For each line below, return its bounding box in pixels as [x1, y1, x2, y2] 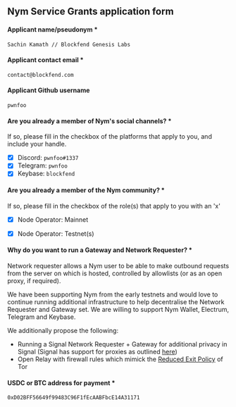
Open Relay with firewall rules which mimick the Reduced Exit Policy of [17, 355, 223, 363]
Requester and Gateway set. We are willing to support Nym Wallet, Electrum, [7, 305, 230, 313]
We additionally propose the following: [7, 326, 118, 334]
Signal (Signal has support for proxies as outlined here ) [17, 347, 178, 356]
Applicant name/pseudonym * [7, 25, 98, 34]
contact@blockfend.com [7, 71, 74, 78]
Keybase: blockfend [17, 169, 75, 178]
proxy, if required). [7, 276, 61, 284]
